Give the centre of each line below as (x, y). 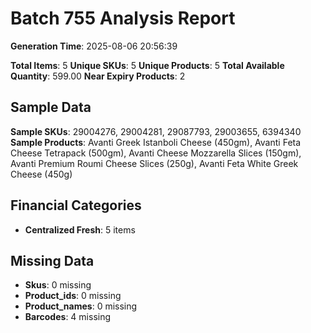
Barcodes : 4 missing (68, 317)
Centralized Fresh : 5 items (80, 229)
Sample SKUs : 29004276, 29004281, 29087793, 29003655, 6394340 (156, 131)
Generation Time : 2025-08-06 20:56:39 (94, 46)
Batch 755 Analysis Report (123, 18)
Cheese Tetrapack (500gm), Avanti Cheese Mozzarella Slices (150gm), (156, 153)
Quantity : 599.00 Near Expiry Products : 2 (98, 76)
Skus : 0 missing (58, 285)
